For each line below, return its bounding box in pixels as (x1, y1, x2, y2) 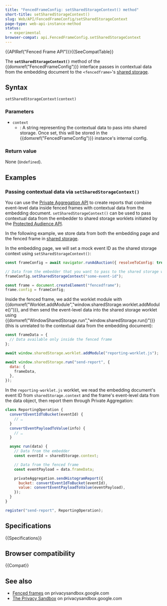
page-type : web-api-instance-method (5, 21, 81, 26)
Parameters (5, 108, 34, 115)
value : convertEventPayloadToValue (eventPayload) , (18, 485, 126, 490)
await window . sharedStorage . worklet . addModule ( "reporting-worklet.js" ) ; (5, 350, 159, 356)
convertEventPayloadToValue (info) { (9, 426, 85, 431)
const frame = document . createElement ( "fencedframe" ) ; (5, 283, 121, 288)
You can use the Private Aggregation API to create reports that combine (5, 200, 152, 205)
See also (5, 577, 32, 585)
